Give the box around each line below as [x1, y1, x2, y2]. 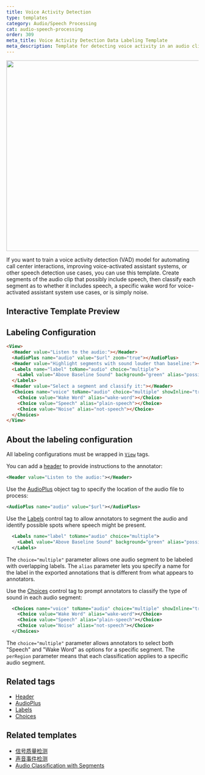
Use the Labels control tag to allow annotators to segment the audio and [6, 515, 188, 522]
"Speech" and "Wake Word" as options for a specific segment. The [6, 646, 175, 653]
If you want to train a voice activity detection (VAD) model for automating [6, 255, 190, 263]
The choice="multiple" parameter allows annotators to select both [6, 639, 174, 646]
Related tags [6, 676, 56, 687]
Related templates [6, 730, 77, 741]
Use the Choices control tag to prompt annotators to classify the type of [6, 587, 187, 594]
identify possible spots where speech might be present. [6, 521, 146, 529]
